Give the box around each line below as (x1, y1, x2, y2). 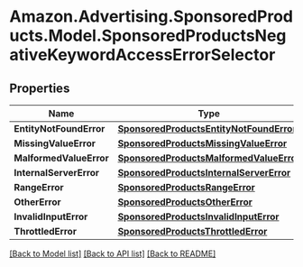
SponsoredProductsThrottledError (117, 226, 268, 237)
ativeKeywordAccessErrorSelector (9, 45, 276, 65)
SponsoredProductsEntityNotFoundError (117, 123, 297, 134)
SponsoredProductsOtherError (117, 196, 252, 208)
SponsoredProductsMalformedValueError (117, 152, 300, 164)
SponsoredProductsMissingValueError (117, 137, 287, 150)
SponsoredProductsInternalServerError (117, 167, 291, 179)
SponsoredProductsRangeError (117, 181, 255, 193)
